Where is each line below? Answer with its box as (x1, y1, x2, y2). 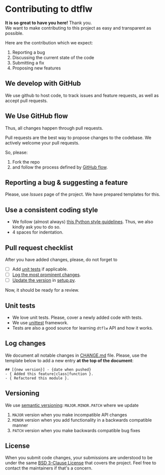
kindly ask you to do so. (12, 224, 61, 230)
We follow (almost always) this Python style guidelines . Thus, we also (12, 219, 154, 225)
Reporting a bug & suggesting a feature (5, 178, 128, 187)
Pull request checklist (5, 243, 73, 252)
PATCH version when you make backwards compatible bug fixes (12, 427, 140, 433)
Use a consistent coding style (5, 205, 99, 214)
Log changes (5, 339, 46, 348)
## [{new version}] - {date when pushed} (5, 367, 92, 372)
